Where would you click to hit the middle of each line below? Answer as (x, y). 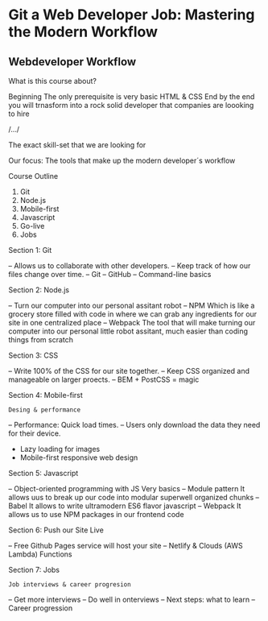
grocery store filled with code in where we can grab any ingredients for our (133, 314)
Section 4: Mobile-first (45, 395)
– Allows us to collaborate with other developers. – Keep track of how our (130, 266)
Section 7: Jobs (34, 570)
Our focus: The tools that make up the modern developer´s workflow (122, 160)
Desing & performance (45, 410)
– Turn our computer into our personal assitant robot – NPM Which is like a (132, 305)
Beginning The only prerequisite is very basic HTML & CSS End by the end (132, 97)
